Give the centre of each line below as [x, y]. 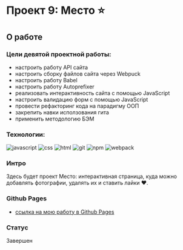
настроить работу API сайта [52, 67]
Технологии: [26, 134]
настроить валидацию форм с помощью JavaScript [82, 99]
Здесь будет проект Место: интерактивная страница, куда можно [92, 176]
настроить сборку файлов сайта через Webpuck [78, 74]
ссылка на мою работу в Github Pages [65, 212]
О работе [25, 37]
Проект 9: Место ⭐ [56, 11]
